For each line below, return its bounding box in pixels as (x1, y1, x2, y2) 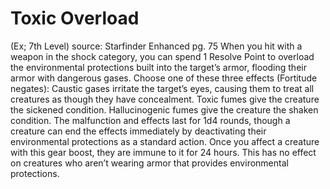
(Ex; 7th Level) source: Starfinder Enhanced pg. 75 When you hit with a (10, 40, 303, 52)
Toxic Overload (10, 7, 140, 30)
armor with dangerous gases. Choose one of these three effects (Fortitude (10, 72, 318, 84)
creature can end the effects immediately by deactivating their (10, 125, 267, 137)
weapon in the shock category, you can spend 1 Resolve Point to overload (10, 50, 315, 62)
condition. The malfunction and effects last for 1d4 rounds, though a (10, 114, 291, 126)
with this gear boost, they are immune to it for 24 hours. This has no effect (10, 146, 317, 158)
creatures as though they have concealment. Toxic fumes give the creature (10, 93, 320, 105)
